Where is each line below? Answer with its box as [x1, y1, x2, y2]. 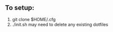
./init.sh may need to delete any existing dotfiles [12, 21, 109, 27]
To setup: [5, 4, 35, 12]
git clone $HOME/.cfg [12, 16, 56, 22]
